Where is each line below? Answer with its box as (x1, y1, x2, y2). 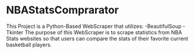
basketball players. (6, 41, 52, 48)
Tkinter (6, 28, 24, 35)
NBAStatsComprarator (6, 3, 119, 17)
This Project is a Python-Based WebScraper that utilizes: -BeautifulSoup (6, 23, 182, 30)
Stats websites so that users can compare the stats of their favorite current (6, 35, 189, 42)
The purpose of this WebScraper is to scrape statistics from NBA (24, 28, 182, 35)
